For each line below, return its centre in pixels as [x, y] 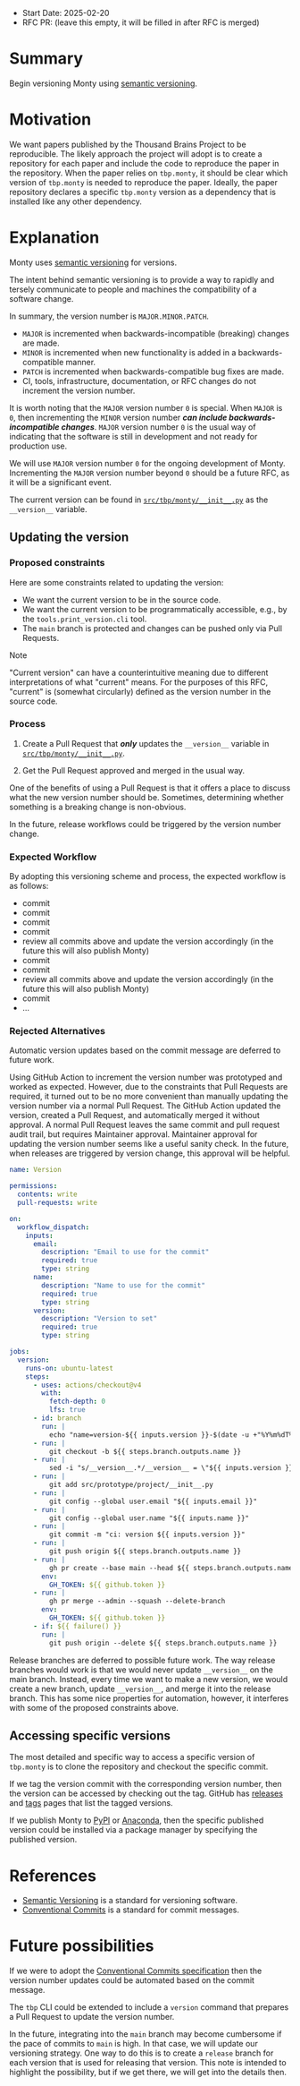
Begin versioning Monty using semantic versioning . [104, 83]
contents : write [47, 1194]
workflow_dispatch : [54, 1227]
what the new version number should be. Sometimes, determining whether [146, 797]
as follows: [29, 886]
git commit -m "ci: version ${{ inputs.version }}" [147, 1535]
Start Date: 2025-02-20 [66, 13]
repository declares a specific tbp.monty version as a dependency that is [143, 192]
